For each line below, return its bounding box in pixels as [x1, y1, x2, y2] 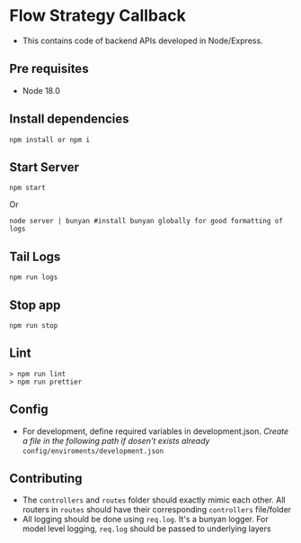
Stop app [9, 297, 61, 312]
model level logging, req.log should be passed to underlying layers [22, 523, 271, 534]
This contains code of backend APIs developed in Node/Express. [22, 35, 263, 46]
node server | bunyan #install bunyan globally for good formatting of [9, 217, 283, 226]
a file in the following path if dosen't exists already [22, 435, 210, 446]
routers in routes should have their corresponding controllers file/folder [22, 504, 292, 515]
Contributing [9, 471, 83, 486]
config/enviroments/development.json [22, 447, 164, 456]
